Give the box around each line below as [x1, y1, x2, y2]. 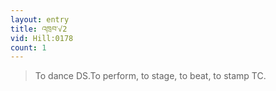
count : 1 [10, 42, 47, 53]
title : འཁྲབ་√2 [10, 24, 68, 34]
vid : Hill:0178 [10, 33, 74, 43]
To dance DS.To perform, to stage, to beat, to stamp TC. [34, 70, 267, 82]
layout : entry [10, 14, 70, 25]
